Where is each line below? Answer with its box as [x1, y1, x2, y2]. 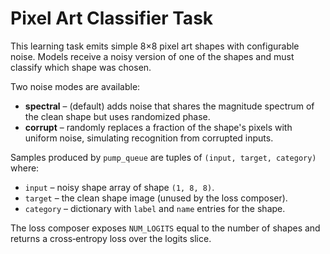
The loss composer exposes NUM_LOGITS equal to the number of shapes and [10, 222, 321, 234]
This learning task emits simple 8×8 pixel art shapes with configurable [10, 40, 300, 52]
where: [10, 162, 40, 174]
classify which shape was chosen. [10, 61, 152, 73]
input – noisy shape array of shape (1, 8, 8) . [24, 181, 215, 193]
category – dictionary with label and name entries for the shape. [24, 202, 286, 214]
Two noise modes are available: [10, 80, 141, 92]
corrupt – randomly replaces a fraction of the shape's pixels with [24, 121, 293, 133]
